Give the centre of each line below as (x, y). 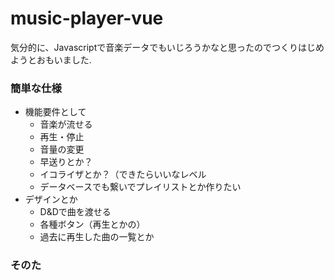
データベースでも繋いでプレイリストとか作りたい (140, 187)
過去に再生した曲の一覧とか (97, 237)
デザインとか (51, 199)
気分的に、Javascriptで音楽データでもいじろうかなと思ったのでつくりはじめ (167, 47)
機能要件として (55, 112)
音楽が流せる (66, 124)
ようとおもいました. (51, 59)
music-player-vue (87, 18)
